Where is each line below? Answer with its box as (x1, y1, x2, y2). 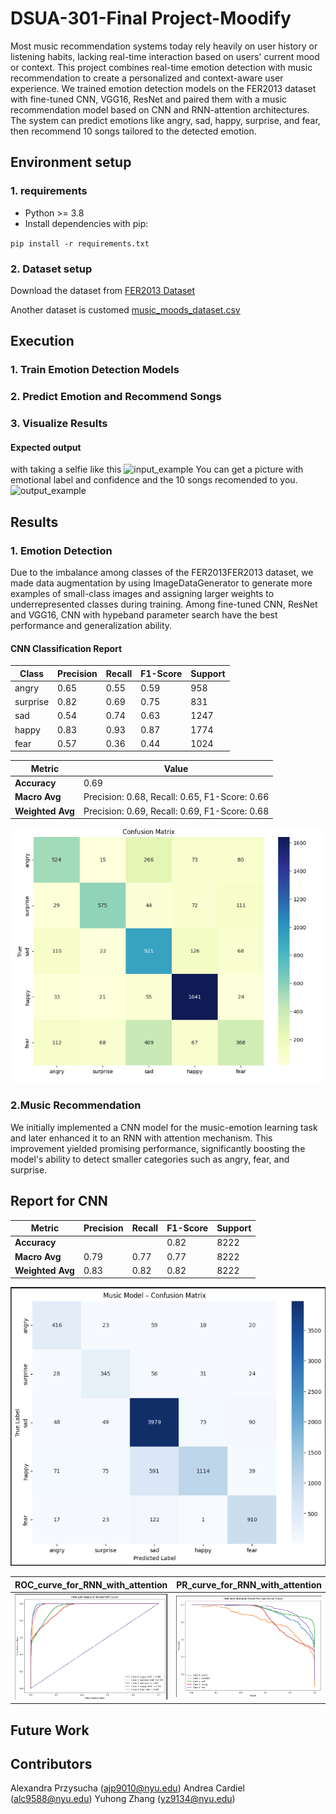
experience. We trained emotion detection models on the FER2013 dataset (10, 82, 317, 94)
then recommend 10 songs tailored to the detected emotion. (10, 125, 257, 137)
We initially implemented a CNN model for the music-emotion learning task (10, 1121, 318, 1133)
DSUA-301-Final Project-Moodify (10, 7, 292, 30)
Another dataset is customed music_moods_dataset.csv (10, 303, 241, 316)
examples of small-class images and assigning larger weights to (10, 587, 275, 599)
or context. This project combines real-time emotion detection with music (10, 61, 313, 73)
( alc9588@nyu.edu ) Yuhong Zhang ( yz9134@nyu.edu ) (10, 1793, 236, 1805)
